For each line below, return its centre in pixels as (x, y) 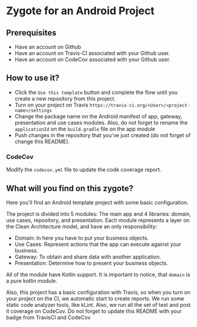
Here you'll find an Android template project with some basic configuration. (97, 202)
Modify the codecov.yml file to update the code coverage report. (84, 170)
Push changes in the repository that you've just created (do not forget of (103, 135)
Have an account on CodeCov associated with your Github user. (93, 59)
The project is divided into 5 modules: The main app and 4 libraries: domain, (99, 213)
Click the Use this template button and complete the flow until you (96, 92)
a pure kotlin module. (32, 281)
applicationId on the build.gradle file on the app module (85, 129)
